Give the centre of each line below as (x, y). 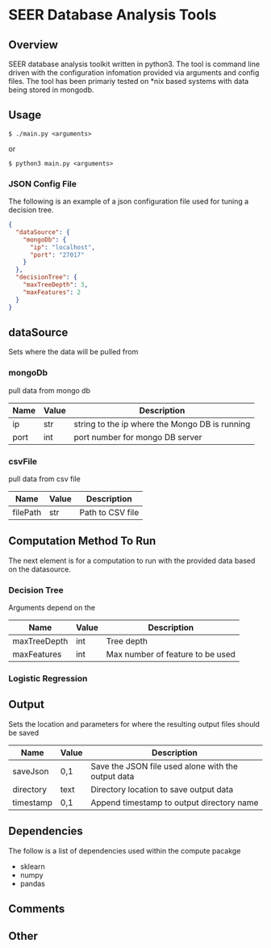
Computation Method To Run (82, 541)
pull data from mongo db (50, 390)
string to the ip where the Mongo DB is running (162, 424)
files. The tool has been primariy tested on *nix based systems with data (129, 81)
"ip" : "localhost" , (62, 247)
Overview (33, 45)
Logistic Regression (48, 678)
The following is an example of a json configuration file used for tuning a (129, 201)
